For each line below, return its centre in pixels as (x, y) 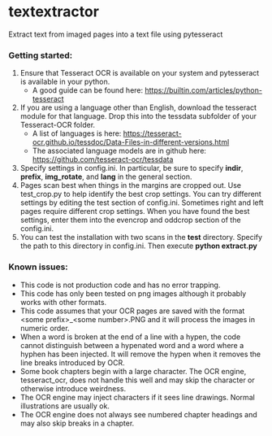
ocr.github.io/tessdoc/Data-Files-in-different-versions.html (131, 142)
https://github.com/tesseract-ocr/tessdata (103, 159)
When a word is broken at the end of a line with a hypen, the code (130, 337)
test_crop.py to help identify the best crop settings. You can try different (140, 194)
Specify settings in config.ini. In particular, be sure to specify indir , (132, 168)
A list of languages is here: (77, 133)
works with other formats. (63, 302)
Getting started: (41, 55)
